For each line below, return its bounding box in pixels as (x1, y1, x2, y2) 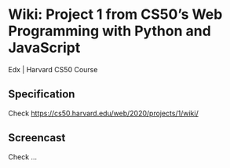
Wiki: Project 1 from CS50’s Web (8, 5, 223, 24)
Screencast (8, 131, 66, 144)
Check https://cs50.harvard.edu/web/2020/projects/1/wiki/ (8, 108, 199, 118)
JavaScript (8, 39, 81, 57)
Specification (8, 88, 75, 101)
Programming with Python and (8, 22, 212, 40)
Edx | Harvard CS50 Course (8, 64, 98, 74)
